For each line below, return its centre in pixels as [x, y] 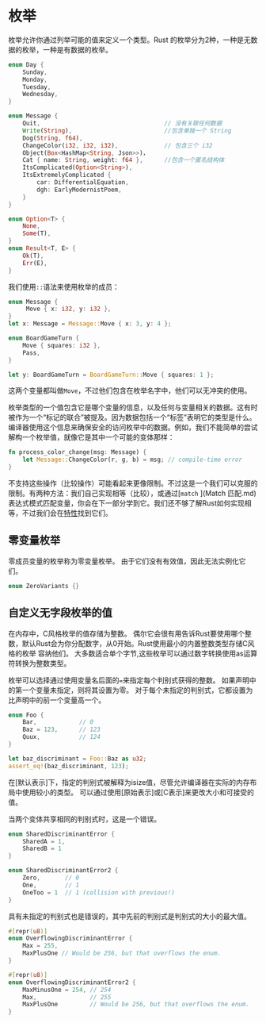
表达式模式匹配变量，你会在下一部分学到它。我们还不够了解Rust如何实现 [127, 503]
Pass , [32, 353]
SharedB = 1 [42, 849]
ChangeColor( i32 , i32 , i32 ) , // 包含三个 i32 [118, 145]
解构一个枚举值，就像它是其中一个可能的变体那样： [91, 437]
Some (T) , [37, 234]
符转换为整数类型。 [40, 663]
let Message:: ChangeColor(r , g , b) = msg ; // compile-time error [133, 460]
